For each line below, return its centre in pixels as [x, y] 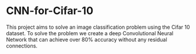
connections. [22, 46]
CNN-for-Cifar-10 [50, 11]
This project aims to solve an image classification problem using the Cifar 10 [98, 27]
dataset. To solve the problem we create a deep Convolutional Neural [90, 33]
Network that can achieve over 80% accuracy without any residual [87, 39]
